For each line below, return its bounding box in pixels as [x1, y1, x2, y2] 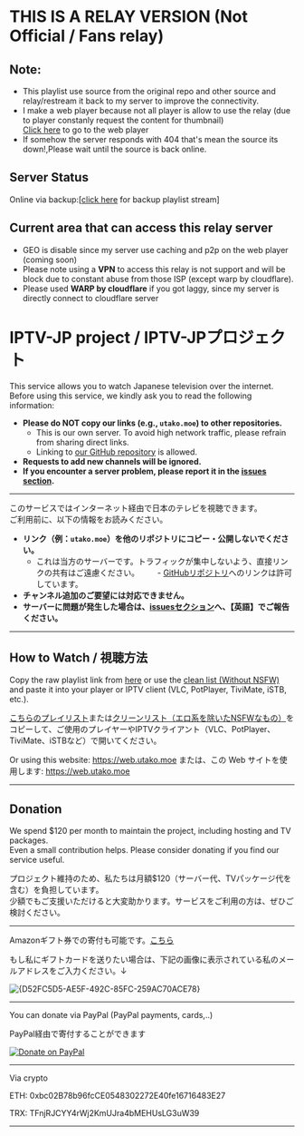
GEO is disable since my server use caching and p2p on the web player [22, 244, 289, 255]
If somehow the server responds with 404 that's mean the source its [22, 134, 279, 144]
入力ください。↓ [64, 965, 128, 976]
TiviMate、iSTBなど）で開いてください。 [9, 735, 162, 746]
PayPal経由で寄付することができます [9, 1028, 147, 1040]
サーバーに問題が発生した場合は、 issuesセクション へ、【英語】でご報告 [22, 601, 290, 612]
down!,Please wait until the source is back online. [22, 143, 207, 154]
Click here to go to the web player [22, 124, 149, 135]
